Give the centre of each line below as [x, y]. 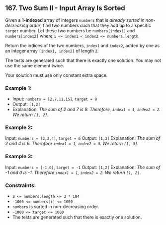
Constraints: [21, 185]
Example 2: [19, 127]
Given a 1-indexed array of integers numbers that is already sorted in [75, 20]
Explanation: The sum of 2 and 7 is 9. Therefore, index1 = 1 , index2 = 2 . [86, 110]
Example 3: [19, 157]
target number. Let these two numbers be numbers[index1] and [70, 30]
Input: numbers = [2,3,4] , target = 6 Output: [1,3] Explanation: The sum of [83, 138]
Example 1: [18, 88]
